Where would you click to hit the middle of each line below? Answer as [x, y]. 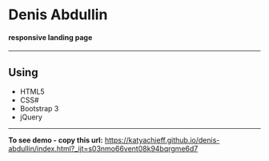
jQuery [31, 117]
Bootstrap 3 [39, 109]
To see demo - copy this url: [56, 140]
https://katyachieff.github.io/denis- [162, 140]
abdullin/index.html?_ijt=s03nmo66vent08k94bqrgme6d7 [103, 149]
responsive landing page [50, 37]
